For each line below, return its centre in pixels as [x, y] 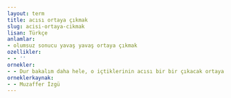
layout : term [26, 13]
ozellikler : [24, 52]
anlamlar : [21, 39]
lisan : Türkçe [28, 33]
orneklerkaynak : [30, 78]
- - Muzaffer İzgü [34, 84]
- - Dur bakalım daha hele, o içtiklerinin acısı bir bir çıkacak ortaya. [117, 71]
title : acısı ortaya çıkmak [48, 20]
